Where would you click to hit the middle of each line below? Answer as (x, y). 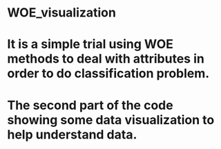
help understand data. (72, 134)
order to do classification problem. (108, 73)
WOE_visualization (61, 13)
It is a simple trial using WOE (90, 44)
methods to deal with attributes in (106, 59)
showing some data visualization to (111, 120)
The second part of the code (90, 105)
